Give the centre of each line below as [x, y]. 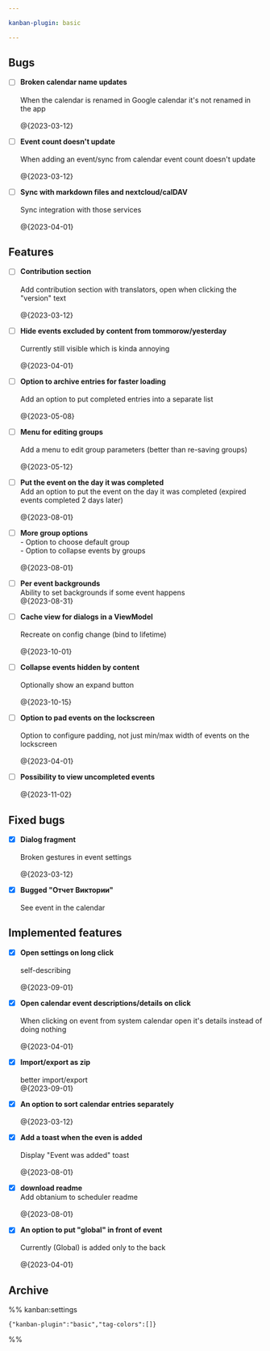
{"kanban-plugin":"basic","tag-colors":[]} [83, 1325]
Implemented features [65, 933]
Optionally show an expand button [77, 685]
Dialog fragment [48, 839]
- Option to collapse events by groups [83, 550]
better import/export [54, 1080]
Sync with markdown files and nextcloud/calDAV [104, 191]
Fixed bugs [37, 820]
